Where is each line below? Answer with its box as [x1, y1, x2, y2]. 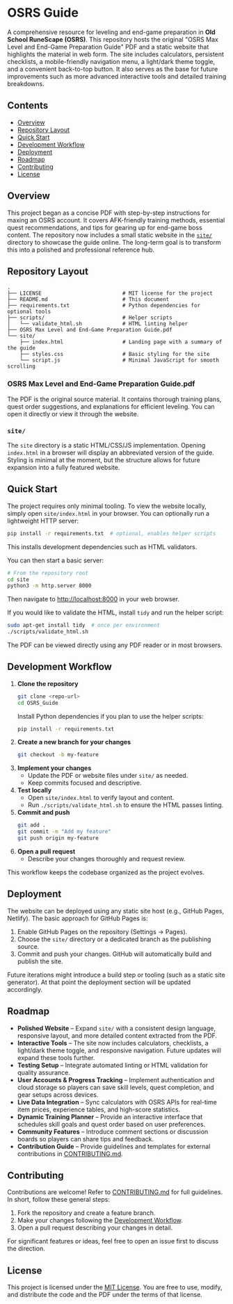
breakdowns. [7, 79, 45, 88]
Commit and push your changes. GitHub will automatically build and [17, 950, 212, 958]
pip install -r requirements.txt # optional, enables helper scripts [7, 530, 216, 537]
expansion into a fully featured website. [7, 463, 120, 471]
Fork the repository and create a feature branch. [17, 1209, 156, 1217]
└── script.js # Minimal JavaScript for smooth [19, 357, 219, 364]
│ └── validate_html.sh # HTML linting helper [7, 320, 188, 327]
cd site [7, 576, 30, 583]
